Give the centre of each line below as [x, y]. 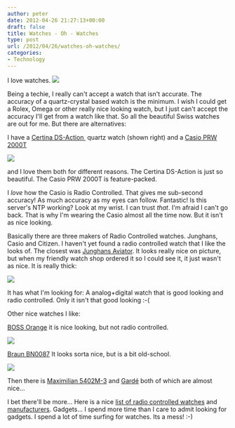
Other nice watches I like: [44, 314]
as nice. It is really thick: [42, 266]
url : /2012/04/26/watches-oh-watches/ [64, 46]
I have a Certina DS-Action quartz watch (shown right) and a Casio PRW [112, 137]
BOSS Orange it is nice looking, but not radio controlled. [88, 327]
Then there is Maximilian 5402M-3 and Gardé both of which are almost [110, 380]
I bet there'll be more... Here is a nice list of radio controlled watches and [112, 401]
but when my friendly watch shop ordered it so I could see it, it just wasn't [114, 258]
